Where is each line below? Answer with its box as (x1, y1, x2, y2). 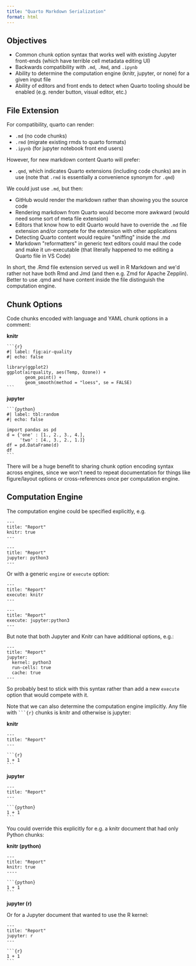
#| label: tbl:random (6, 411, 60, 417)
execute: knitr (6, 592, 44, 598)
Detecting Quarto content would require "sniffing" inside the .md (15, 234, 170, 241)
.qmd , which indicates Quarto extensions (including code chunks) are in (15, 167, 186, 174)
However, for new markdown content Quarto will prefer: (6, 156, 141, 163)
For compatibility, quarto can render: (6, 121, 95, 128)
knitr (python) (6, 842, 41, 849)
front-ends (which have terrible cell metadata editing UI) (15, 57, 150, 64)
